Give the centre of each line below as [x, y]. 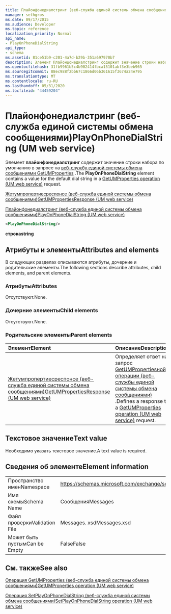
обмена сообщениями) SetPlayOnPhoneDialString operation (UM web [79, 601]
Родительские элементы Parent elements [59, 335]
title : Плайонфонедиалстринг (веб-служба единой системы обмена [75, 10]
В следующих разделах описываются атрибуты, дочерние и [71, 262]
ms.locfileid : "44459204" [33, 91]
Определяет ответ [138, 356]
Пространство [26, 480]
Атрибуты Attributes [31, 286]
